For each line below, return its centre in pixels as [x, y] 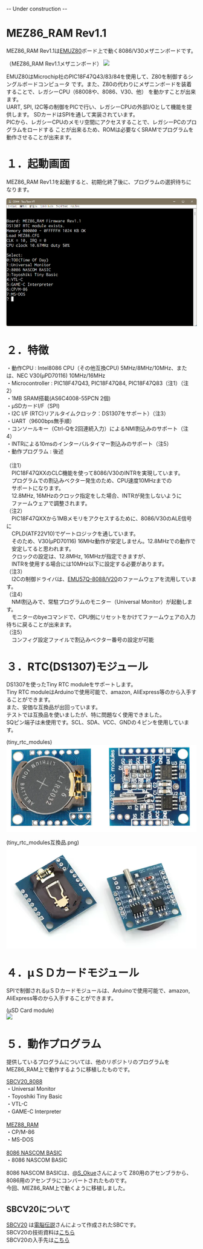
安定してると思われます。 [43, 549]
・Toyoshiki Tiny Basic [34, 1096]
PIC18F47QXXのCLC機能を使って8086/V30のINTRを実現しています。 [97, 473]
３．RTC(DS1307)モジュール [77, 667]
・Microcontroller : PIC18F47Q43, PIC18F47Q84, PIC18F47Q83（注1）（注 [98, 383]
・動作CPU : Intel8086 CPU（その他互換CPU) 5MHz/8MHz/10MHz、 [92, 368]
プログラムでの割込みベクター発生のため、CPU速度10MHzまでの [92, 481]
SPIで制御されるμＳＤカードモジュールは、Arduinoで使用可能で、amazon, [98, 991]
